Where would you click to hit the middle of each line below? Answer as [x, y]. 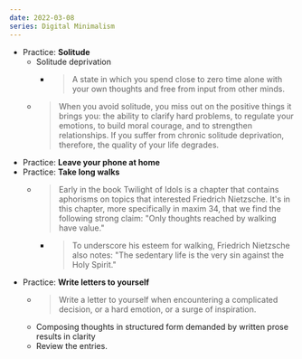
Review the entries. [72, 345]
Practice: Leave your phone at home [91, 162]
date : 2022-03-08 [42, 18]
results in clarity [66, 336]
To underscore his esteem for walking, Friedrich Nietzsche [181, 245]
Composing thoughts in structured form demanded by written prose [162, 326]
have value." [81, 228]
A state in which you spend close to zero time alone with [177, 79]
